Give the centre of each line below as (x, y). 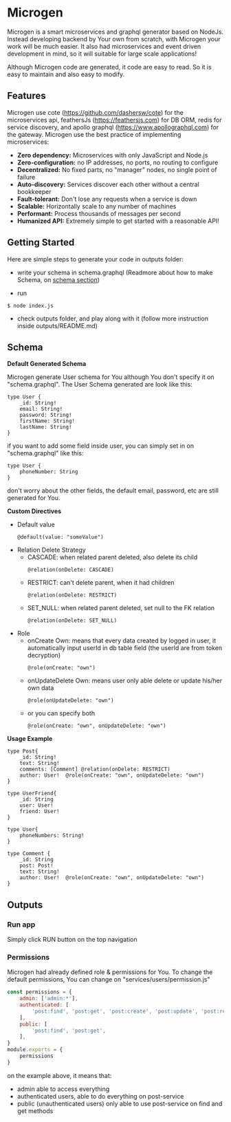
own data (41, 688)
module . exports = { (35, 1050)
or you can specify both (61, 713)
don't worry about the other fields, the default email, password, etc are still (113, 490)
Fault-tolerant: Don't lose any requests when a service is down (107, 199)
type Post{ (23, 751)
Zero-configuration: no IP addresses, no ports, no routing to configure (118, 162)
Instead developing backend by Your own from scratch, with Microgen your (114, 39)
